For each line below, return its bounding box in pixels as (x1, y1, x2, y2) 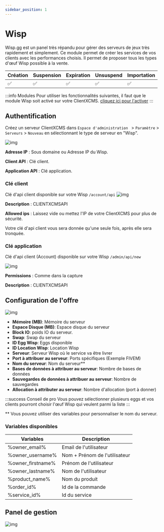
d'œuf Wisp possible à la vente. (5, 60, 69, 66)
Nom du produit (62, 476, 98, 483)
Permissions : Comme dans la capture (5, 272, 83, 278)
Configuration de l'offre (5, 296, 79, 305)
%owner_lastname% (7, 468, 55, 475)
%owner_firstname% (7, 460, 56, 467)
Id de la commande (62, 484, 106, 490)
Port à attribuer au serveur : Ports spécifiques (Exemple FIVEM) (12, 355, 141, 361)
